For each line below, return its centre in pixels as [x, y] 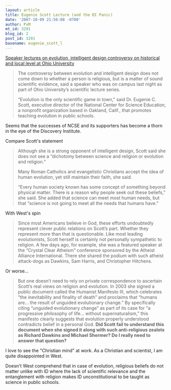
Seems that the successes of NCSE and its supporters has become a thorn [84, 125]
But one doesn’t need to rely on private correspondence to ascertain [90, 281]
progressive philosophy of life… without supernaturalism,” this [83, 313]
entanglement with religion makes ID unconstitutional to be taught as [77, 377]
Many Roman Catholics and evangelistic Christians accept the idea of [91, 171]
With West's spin [23, 213]
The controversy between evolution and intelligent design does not [88, 73]
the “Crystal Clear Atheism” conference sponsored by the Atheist [86, 250]
